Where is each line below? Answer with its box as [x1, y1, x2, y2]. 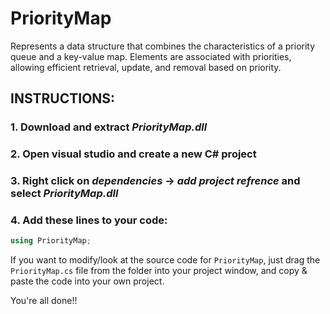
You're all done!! [10, 295, 78, 307]
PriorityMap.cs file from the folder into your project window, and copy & [10, 265, 308, 277]
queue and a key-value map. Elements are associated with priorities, [10, 50, 292, 62]
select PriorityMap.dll [10, 187, 119, 201]
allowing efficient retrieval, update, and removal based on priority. [10, 61, 282, 73]
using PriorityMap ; [10, 236, 92, 246]
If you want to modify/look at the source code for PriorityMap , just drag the [10, 254, 321, 266]
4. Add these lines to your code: [10, 213, 168, 227]
